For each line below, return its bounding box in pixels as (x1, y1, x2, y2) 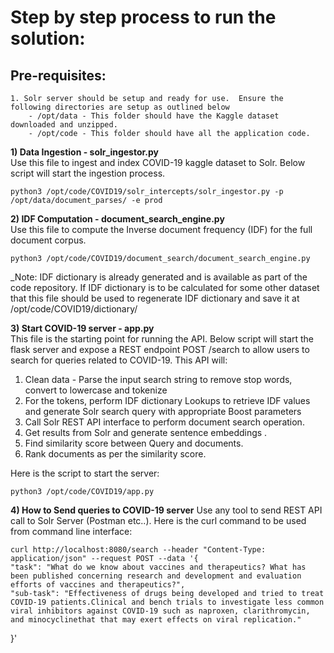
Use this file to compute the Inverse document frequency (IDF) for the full (10, 224, 313, 235)
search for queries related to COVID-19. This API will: (10, 354, 228, 366)
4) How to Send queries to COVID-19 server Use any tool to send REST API (10, 504, 323, 516)
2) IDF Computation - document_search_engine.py (10, 213, 225, 225)
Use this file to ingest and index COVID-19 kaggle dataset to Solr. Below (10, 157, 306, 168)
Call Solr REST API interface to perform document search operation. (24, 416, 305, 428)
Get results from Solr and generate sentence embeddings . (24, 427, 268, 438)
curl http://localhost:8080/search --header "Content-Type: (10, 545, 267, 555)
